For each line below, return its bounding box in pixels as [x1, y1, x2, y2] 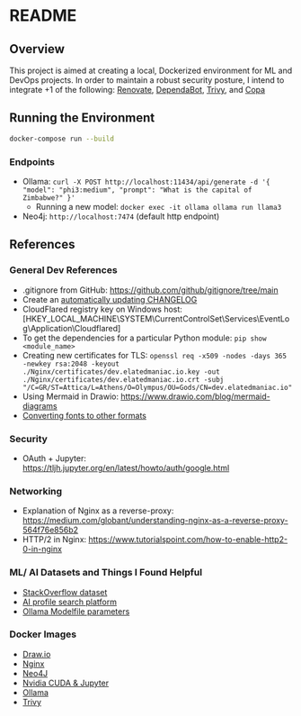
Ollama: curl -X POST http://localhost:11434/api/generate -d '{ [22, 176, 270, 186]
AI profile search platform [22, 596, 118, 607]
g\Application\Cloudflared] [22, 322, 121, 333]
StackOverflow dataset [22, 586, 108, 597]
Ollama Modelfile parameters [22, 605, 130, 617]
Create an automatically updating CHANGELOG [22, 294, 198, 304]
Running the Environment [9, 110, 155, 126]
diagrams [22, 400, 58, 411]
